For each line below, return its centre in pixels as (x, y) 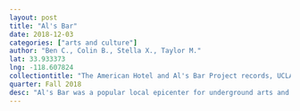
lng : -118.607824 (42, 68)
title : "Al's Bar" (43, 26)
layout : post (33, 17)
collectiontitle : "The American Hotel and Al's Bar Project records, (142, 76)
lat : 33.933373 (37, 59)
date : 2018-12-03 (42, 34)
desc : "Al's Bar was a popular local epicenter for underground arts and (150, 92)
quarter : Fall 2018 (46, 84)
